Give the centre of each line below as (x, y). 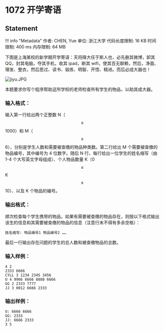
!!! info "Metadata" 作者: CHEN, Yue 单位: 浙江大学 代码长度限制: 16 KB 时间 (81, 41)
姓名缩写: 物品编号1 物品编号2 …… (36, 233)
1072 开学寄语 (33, 10)
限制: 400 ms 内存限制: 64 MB (35, 47)
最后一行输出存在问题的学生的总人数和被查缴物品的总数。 (63, 242)
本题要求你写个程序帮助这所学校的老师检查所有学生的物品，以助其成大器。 (80, 89)
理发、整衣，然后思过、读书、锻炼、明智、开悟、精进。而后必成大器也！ (78, 69)
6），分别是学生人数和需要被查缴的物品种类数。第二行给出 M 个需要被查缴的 (82, 147)
